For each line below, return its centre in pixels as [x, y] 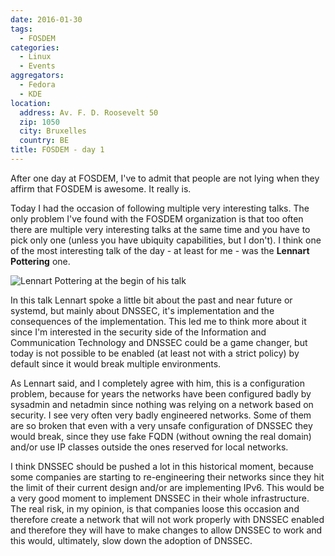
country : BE [44, 141]
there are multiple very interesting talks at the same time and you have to [160, 229]
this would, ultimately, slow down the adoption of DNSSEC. [131, 540]
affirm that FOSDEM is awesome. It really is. [101, 188]
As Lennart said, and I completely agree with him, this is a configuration [157, 383]
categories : [35, 47]
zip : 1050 [39, 122]
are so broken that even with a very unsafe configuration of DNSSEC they [161, 425]
